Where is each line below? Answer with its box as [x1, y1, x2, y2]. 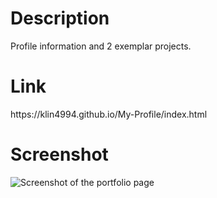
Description [10, 7, 110, 30]
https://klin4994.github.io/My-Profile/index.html [10, 108, 208, 120]
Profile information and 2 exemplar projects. [10, 40, 192, 52]
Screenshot [10, 143, 109, 166]
